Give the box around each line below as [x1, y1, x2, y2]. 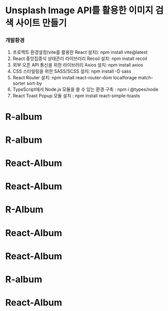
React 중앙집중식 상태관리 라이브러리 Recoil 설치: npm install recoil [12, 55, 147, 61]
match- [138, 75, 153, 81]
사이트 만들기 [15, 17, 67, 29]
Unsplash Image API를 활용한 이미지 [5, 5, 154, 16]
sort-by [26, 80, 42, 86]
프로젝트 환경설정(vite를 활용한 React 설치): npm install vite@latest [12, 49, 148, 55]
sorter [12, 80, 25, 86]
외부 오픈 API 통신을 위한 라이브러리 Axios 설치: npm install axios [12, 62, 144, 68]
